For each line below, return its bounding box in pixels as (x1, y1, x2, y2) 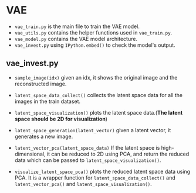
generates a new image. (14, 133, 73, 140)
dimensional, (14, 150, 46, 157)
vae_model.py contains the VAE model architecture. (14, 35, 138, 42)
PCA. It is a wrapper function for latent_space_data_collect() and (14, 174, 176, 181)
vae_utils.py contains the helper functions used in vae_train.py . (14, 29, 173, 36)
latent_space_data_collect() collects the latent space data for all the (14, 91, 183, 98)
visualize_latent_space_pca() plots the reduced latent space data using (14, 168, 191, 175)
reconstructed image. (14, 80, 67, 87)
